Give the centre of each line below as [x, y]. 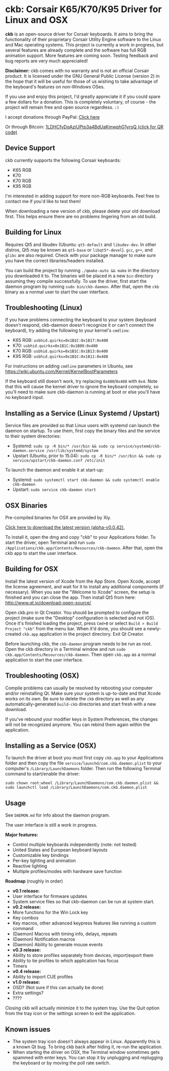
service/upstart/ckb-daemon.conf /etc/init [59, 461]
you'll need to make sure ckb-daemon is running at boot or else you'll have [83, 392]
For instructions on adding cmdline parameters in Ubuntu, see [69, 366]
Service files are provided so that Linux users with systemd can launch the [82, 426]
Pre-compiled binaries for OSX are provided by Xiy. [58, 518]
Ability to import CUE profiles [43, 977]
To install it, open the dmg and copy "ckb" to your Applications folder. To [80, 537]
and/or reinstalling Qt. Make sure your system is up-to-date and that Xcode [83, 693]
